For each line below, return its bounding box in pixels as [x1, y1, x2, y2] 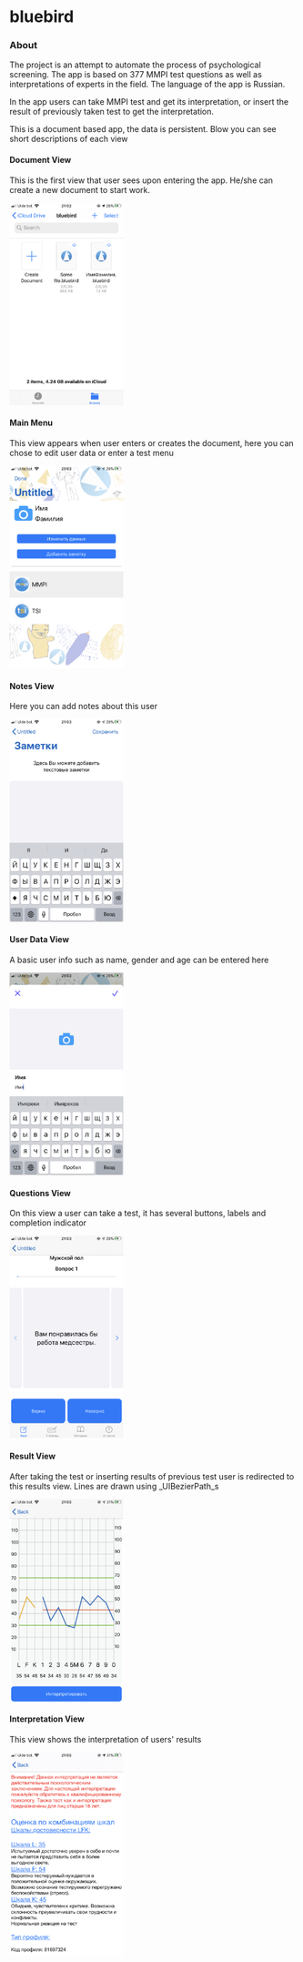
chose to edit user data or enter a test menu [9, 448, 175, 459]
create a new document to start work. [9, 184, 151, 195]
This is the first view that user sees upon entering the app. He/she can [9, 175, 274, 186]
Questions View [9, 1187, 71, 1198]
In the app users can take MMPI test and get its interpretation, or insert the [9, 97, 289, 107]
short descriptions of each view [9, 134, 129, 145]
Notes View [9, 680, 55, 691]
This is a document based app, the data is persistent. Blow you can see [9, 124, 277, 135]
